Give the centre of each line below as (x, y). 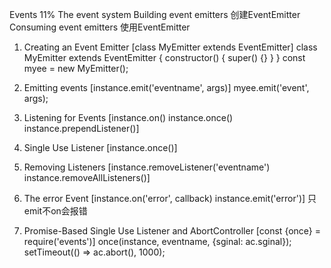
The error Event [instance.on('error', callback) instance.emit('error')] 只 (170, 198)
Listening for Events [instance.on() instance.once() (128, 117)
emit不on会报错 (55, 211)
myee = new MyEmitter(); (76, 68)
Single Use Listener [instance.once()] (100, 147)
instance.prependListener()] (81, 128)
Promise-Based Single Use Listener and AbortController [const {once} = (172, 231)
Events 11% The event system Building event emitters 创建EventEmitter (155, 14)
